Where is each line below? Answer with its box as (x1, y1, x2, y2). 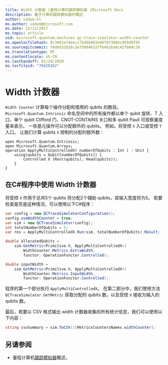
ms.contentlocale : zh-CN (5, 54, 57, 59)
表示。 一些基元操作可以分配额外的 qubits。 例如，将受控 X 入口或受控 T (14, 123, 162, 129)
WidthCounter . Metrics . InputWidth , (23, 271, 95, 276)
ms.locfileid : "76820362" (5, 63, 59, 68)
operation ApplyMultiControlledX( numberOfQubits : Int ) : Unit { (5, 148, 149, 153)
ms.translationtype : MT (5, 49, 55, 54)
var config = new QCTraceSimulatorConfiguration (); (5, 211, 115, 216)
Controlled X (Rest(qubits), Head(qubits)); (23, 157, 118, 162)
